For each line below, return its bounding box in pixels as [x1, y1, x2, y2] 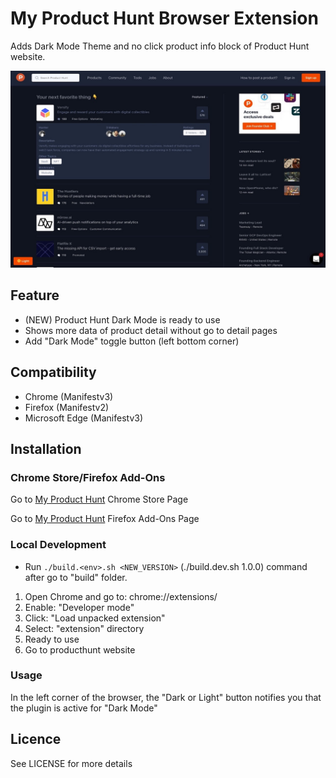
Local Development [10, 538, 107, 552]
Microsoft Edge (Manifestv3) [24, 412, 144, 424]
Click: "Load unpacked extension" [24, 612, 166, 624]
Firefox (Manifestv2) [24, 401, 110, 413]
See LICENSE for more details [10, 757, 133, 769]
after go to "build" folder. [24, 571, 128, 583]
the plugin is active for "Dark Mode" [10, 702, 158, 714]
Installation [10, 440, 82, 457]
